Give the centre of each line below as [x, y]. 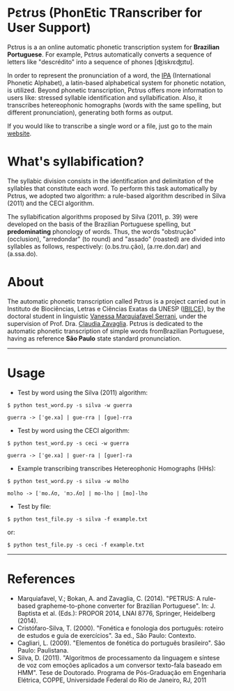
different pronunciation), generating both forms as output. [90, 112]
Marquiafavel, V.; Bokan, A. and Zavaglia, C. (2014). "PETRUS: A [109, 598]
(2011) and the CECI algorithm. [51, 203]
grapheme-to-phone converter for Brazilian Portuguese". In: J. [126, 606]
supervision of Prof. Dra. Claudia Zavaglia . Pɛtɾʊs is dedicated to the [105, 323]
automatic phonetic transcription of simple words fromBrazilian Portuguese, [116, 331]
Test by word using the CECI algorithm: [73, 430]
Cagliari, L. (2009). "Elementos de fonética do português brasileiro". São [121, 643]
